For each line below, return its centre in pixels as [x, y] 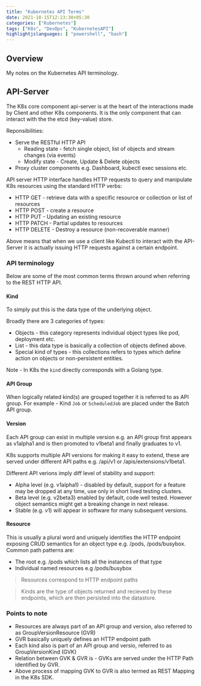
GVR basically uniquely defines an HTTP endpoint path [83, 639]
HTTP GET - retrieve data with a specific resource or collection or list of [103, 197]
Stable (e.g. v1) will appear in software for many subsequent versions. [101, 510]
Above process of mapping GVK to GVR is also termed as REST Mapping [105, 671]
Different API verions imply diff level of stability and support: [81, 473]
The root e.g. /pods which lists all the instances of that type [88, 562]
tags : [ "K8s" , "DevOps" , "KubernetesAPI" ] [60, 29]
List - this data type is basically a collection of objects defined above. [101, 345]
